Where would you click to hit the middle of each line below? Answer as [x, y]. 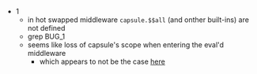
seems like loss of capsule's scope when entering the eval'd [125, 45]
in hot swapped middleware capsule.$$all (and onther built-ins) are [138, 20]
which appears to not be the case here [102, 61]
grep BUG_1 [46, 36]
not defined [46, 28]
